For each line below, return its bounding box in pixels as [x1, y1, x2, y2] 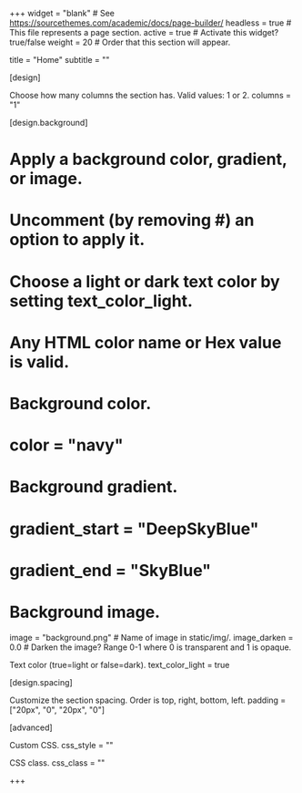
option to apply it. [9, 230, 146, 250]
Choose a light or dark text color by [9, 271, 280, 292]
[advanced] [9, 722, 53, 733]
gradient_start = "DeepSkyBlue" [9, 519, 259, 539]
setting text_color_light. [9, 291, 194, 311]
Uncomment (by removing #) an [9, 210, 255, 231]
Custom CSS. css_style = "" [9, 739, 114, 750]
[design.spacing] [9, 676, 73, 687]
